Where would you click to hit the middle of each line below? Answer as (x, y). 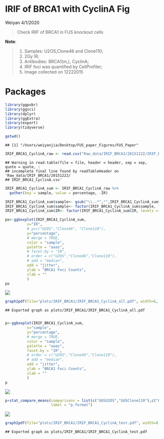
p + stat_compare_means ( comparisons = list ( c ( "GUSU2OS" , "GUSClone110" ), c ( (81, 400)
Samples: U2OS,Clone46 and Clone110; (64, 51)
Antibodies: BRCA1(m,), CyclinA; (57, 61)
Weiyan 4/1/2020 (22, 23)
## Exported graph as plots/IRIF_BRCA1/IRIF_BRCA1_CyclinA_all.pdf (75, 310)
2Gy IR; (32, 56)
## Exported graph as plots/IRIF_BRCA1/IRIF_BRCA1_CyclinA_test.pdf (76, 432)
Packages (26, 92)
